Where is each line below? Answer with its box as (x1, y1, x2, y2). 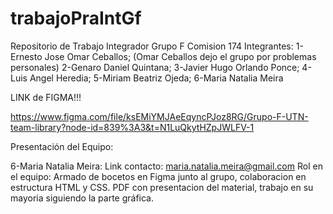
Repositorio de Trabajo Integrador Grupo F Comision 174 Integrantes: (10, 40, 294, 52)
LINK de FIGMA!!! (10, 91, 82, 103)
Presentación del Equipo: (10, 140, 114, 152)
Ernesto (10, 50, 43, 62)
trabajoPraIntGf (10, 7, 142, 30)
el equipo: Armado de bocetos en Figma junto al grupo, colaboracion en (10, 170, 307, 182)
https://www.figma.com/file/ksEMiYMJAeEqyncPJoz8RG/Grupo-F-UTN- (10, 110, 309, 122)
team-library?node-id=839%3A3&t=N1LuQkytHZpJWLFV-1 (10, 121, 255, 133)
